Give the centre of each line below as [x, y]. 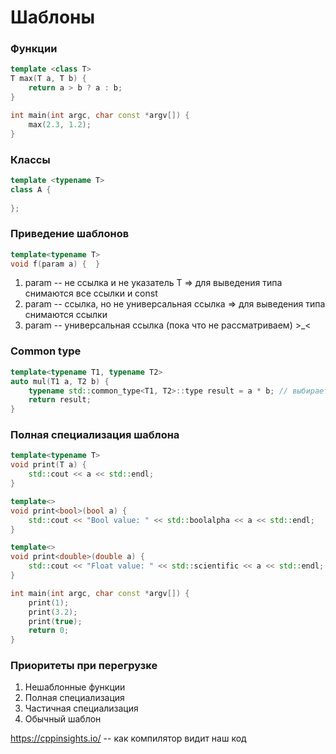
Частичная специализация [81, 708]
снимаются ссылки [66, 315]
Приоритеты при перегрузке [84, 666]
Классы [30, 159]
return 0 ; [49, 631]
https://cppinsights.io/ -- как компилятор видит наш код [128, 738]
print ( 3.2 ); [53, 612]
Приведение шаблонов [70, 234]
